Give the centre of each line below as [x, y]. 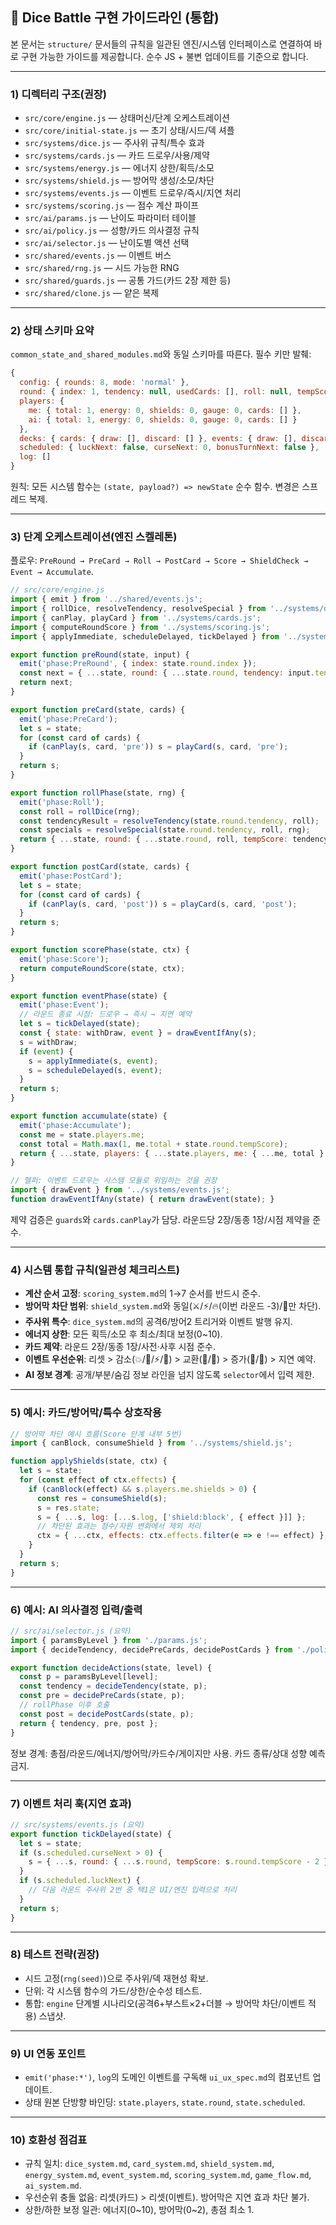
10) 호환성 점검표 [49, 2140]
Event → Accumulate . [52, 572]
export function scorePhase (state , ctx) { [100, 950]
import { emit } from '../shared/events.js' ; [106, 599]
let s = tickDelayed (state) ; [80, 1024]
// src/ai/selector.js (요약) [71, 1631]
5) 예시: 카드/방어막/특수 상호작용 [86, 1413]
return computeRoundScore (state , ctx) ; [102, 968]
